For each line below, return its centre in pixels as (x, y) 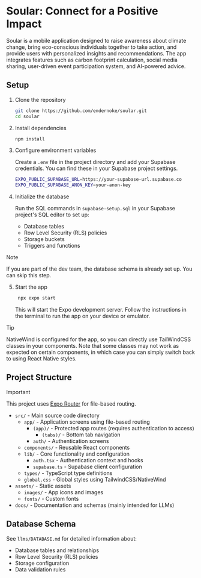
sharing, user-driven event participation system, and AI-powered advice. (96, 66)
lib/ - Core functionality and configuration (77, 454)
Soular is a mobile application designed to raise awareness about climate (96, 40)
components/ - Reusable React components (77, 447)
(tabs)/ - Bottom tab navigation (81, 435)
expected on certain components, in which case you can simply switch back (100, 352)
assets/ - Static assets (43, 486)
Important (18, 392)
